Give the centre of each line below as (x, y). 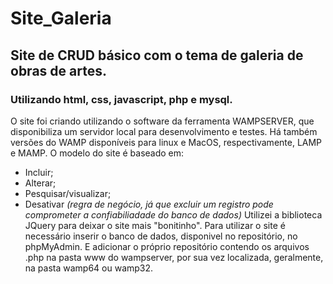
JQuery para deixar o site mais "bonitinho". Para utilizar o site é (155, 225)
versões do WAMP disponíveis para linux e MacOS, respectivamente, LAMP (166, 142)
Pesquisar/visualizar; (68, 193)
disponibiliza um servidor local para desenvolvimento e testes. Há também (164, 131)
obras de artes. (58, 70)
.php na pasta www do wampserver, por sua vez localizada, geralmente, (174, 257)
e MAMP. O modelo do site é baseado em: (97, 153)
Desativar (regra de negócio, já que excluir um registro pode (149, 204)
